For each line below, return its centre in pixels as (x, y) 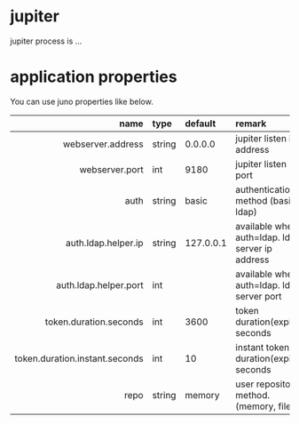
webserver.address (103, 144)
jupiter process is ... (46, 41)
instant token (263, 347)
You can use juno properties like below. (82, 101)
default (201, 124)
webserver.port (112, 169)
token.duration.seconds (94, 322)
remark (251, 124)
